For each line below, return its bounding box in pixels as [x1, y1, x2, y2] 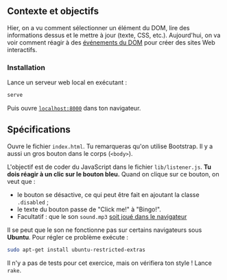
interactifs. [7, 45, 38, 54]
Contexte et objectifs [7, 5, 99, 17]
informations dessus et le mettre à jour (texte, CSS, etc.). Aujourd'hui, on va [7, 31, 221, 39]
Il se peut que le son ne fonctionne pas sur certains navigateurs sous [7, 226, 202, 234]
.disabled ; [16, 198, 49, 206]
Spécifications [7, 124, 71, 136]
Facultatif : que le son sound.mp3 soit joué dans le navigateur [16, 212, 187, 220]
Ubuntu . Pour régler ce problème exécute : [7, 233, 129, 241]
